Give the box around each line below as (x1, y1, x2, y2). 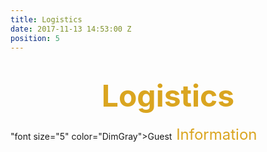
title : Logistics (10, 14, 83, 25)
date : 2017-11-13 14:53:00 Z (10, 24, 132, 34)
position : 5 (10, 33, 60, 43)
